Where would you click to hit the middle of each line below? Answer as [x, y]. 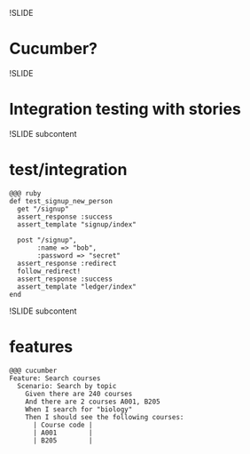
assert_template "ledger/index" [77, 287]
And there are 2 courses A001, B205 [93, 402]
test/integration [68, 170]
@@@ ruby [25, 193]
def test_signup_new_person [61, 201]
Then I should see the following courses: [105, 417]
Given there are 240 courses [79, 394]
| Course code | [62, 425]
